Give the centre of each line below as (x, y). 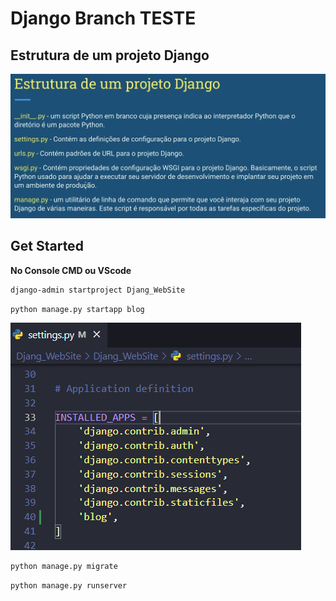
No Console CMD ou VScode (71, 270)
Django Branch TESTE (103, 18)
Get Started (47, 246)
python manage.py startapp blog (77, 309)
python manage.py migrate (64, 567)
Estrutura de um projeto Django (110, 55)
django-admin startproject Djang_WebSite (98, 290)
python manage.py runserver (69, 586)
